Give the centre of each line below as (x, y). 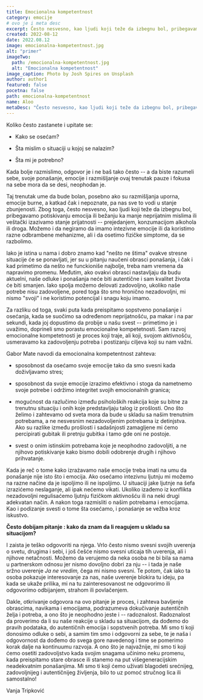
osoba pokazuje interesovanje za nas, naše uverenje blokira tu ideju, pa (95, 577)
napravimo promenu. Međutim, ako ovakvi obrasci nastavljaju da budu (94, 272)
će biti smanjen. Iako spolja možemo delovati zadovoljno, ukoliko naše (93, 285)
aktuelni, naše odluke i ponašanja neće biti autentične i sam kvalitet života (98, 278)
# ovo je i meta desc (34, 23)
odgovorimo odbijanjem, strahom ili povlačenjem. (67, 590)
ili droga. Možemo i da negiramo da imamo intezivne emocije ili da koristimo (101, 228)
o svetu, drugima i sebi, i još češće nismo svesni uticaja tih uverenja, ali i (96, 551)
